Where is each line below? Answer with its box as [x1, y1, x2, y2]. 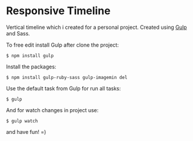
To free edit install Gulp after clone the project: [6, 41, 119, 48]
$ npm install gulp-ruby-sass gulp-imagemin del [6, 74, 128, 80]
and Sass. [6, 29, 31, 37]
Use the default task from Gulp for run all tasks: [6, 84, 121, 92]
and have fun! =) [6, 128, 46, 135]
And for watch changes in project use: [6, 106, 99, 113]
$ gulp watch [6, 118, 38, 124]
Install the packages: [6, 63, 56, 70]
